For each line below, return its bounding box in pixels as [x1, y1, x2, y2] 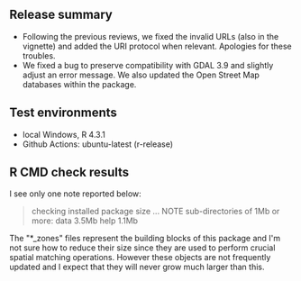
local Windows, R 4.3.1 [22, 129, 105, 140]
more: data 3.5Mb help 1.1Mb [31, 215, 138, 226]
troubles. [22, 50, 56, 61]
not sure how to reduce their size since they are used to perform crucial [9, 242, 276, 253]
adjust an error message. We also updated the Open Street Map [22, 69, 260, 80]
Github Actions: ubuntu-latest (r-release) [22, 139, 174, 150]
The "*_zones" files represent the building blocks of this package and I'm [9, 233, 281, 244]
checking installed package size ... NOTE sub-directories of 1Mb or [31, 206, 280, 217]
